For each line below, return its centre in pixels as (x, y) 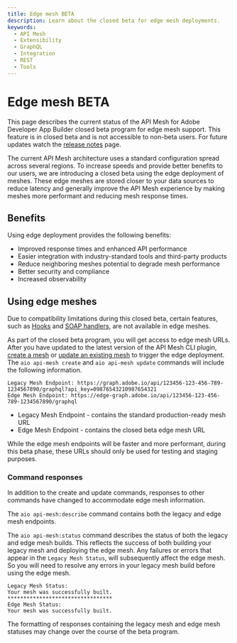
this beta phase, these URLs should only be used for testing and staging (112, 451)
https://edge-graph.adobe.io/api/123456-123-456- (145, 396)
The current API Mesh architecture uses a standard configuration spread (114, 158)
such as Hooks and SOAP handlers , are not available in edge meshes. (109, 326)
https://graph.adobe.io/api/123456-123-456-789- (150, 383)
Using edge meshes (52, 302)
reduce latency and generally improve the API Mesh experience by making (116, 188)
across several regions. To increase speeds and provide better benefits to (115, 166)
